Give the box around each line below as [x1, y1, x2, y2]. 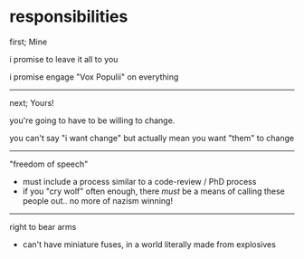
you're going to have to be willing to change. [9, 115, 176, 126]
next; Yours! [9, 97, 54, 108]
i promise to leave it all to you [9, 53, 119, 64]
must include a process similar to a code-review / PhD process [22, 176, 257, 187]
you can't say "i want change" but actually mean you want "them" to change [9, 132, 295, 143]
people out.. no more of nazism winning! [22, 195, 174, 206]
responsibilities [9, 6, 128, 27]
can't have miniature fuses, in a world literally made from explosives [22, 238, 276, 250]
